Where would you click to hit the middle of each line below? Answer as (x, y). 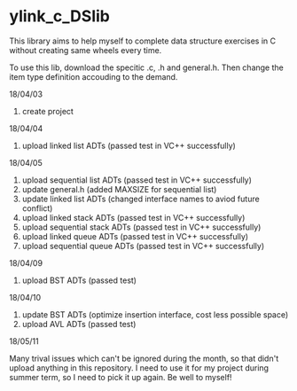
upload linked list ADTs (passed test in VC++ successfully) (129, 145)
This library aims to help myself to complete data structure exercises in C (143, 41)
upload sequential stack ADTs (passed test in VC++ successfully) (141, 227)
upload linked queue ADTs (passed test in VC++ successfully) (135, 236)
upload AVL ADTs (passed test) (79, 324)
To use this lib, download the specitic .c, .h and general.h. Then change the (146, 67)
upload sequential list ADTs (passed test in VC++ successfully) (137, 180)
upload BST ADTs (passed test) (79, 280)
